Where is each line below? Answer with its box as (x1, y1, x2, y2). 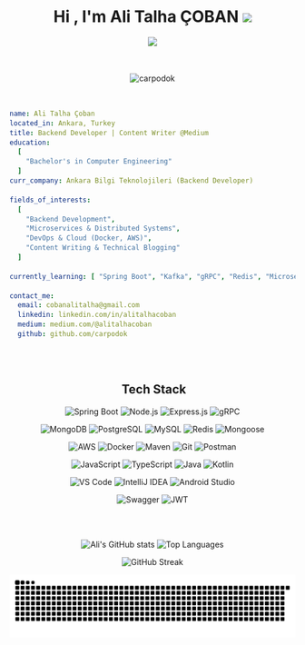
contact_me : (9, 291, 54, 301)
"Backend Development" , (25, 214, 116, 223)
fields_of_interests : (9, 195, 92, 204)
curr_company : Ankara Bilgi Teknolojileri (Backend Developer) (9, 176, 254, 185)
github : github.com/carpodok (17, 330, 128, 339)
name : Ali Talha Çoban (9, 109, 95, 118)
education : (9, 138, 51, 147)
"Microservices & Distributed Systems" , (25, 224, 181, 233)
